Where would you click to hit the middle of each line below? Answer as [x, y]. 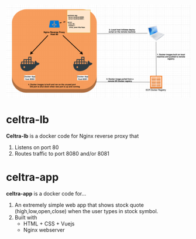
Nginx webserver [44, 230]
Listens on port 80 [37, 147]
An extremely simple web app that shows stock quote [79, 205]
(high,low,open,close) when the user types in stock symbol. [86, 211]
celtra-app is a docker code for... [46, 193]
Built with [26, 217]
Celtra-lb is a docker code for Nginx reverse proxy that [73, 136]
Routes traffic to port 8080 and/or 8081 [62, 153]
